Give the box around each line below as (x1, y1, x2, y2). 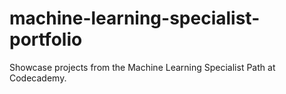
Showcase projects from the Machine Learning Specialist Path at (9, 61, 276, 73)
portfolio (9, 28, 83, 51)
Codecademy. (9, 72, 67, 84)
